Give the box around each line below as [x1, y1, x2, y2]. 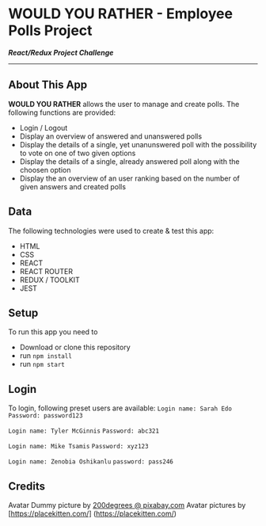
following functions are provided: [8, 108, 116, 117]
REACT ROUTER [19, 266, 74, 276]
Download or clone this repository [19, 342, 131, 353]
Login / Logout [19, 123, 68, 132]
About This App [8, 78, 88, 92]
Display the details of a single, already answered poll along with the [19, 156, 240, 166]
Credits [8, 479, 46, 493]
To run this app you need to [8, 327, 98, 337]
